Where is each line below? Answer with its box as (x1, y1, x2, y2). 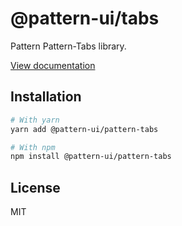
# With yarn (10, 115, 60, 125)
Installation (10, 88, 82, 106)
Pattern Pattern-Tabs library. (10, 40, 127, 52)
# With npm (10, 142, 56, 152)
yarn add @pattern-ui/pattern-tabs (10, 124, 159, 134)
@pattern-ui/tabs (10, 7, 160, 30)
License (10, 179, 61, 196)
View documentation (10, 59, 96, 71)
